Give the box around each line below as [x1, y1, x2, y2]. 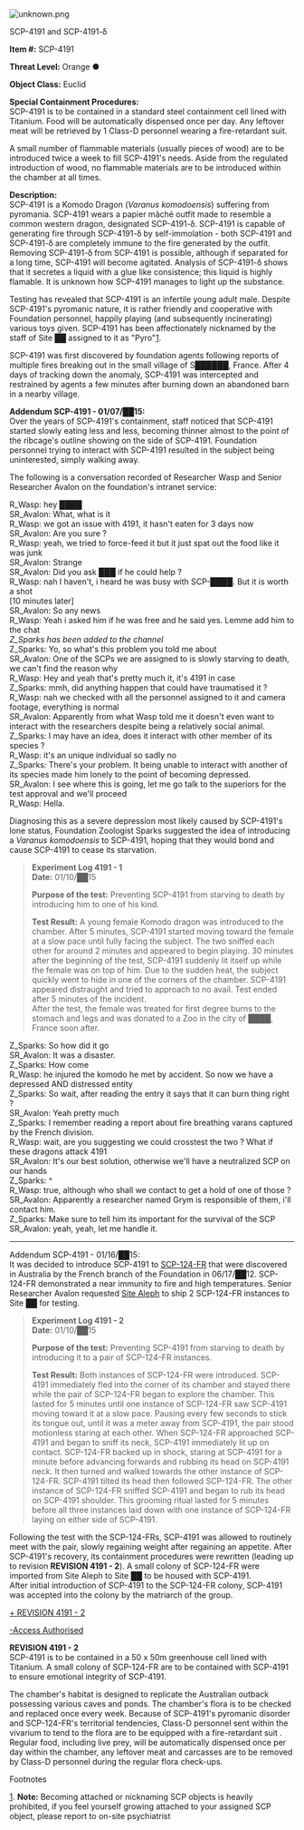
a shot [9, 586, 33, 596]
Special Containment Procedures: [9, 96, 139, 107]
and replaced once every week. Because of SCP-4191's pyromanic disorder [9, 1708, 291, 1718]
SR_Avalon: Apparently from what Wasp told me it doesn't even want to [9, 711, 274, 721]
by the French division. [9, 1127, 95, 1138]
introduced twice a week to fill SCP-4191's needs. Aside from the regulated [9, 152, 289, 163]
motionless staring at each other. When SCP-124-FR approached [31, 1427, 273, 1438]
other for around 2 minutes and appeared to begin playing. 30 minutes [31, 945, 294, 956]
